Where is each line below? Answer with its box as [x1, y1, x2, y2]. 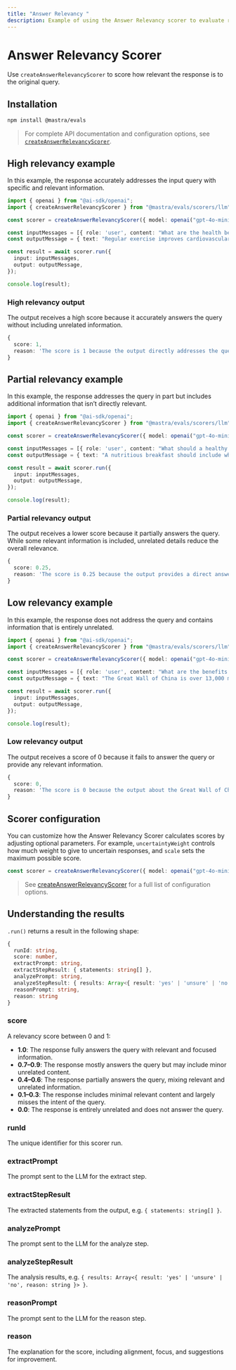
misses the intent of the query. [17, 1098, 106, 1106]
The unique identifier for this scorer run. [7, 1139, 123, 1147]
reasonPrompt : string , [13, 986, 80, 993]
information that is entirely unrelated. [7, 623, 114, 632]
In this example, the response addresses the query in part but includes [7, 392, 212, 401]
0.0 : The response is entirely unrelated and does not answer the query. [17, 1105, 224, 1113]
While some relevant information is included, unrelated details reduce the [7, 537, 219, 545]
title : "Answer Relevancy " [7, 10, 90, 18]
